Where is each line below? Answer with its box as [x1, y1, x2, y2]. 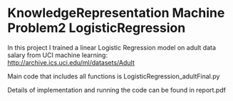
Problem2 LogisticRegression [7, 20, 186, 36]
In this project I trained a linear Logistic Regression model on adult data [7, 43, 216, 52]
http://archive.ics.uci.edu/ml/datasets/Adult [7, 58, 135, 66]
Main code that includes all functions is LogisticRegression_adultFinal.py [7, 72, 220, 81]
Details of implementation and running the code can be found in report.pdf [7, 85, 227, 94]
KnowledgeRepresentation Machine [7, 5, 225, 21]
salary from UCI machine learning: [7, 51, 108, 59]
